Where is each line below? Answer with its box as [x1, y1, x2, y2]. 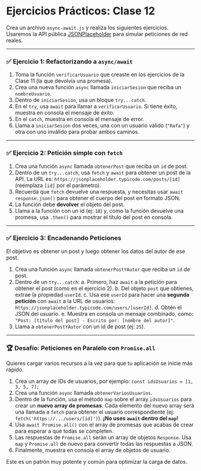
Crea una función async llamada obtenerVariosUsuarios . [14, 390, 153, 397]
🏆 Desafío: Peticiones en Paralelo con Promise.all [6, 343, 156, 352]
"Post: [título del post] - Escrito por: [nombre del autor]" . [14, 316, 175, 324]
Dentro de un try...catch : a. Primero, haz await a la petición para [14, 278, 178, 285]
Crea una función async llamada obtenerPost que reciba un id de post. [14, 162, 188, 170]
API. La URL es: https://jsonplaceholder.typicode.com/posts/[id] [14, 175, 181, 182]
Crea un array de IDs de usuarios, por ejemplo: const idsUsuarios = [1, [14, 378, 193, 385]
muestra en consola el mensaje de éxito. [14, 109, 115, 116]
